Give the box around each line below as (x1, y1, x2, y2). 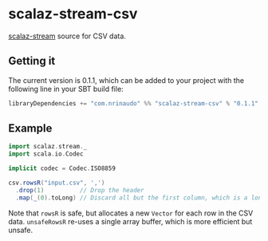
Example (8, 121, 53, 136)
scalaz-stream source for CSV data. (8, 31, 126, 41)
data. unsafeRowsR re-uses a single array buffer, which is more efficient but (8, 216, 253, 226)
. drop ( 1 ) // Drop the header (15, 186, 145, 194)
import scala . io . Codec (8, 150, 84, 158)
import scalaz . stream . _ (8, 143, 88, 151)
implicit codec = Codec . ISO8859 (8, 164, 116, 172)
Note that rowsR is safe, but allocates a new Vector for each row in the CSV (8, 208, 254, 218)
